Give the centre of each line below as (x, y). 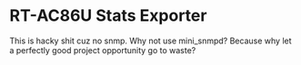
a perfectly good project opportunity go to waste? (103, 50)
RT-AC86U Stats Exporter (108, 16)
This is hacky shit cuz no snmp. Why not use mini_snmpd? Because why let (151, 41)
